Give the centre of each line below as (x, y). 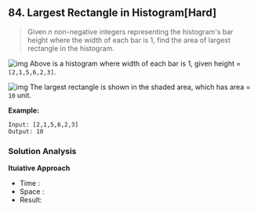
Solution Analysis (42, 151)
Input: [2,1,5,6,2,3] (44, 124)
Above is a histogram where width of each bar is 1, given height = (136, 63)
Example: (24, 110)
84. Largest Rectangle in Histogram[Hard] (113, 13)
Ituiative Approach (39, 168)
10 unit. (20, 95)
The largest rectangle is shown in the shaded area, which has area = (140, 87)
